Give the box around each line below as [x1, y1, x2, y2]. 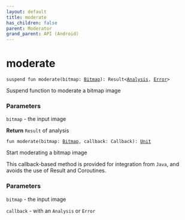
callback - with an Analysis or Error [6, 207, 96, 214]
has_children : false [6, 20, 58, 26]
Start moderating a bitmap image [6, 149, 88, 156]
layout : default [6, 8, 47, 15]
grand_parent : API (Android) [6, 31, 79, 37]
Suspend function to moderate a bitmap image [6, 87, 121, 94]
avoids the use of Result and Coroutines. [6, 167, 107, 174]
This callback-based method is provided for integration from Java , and [6, 161, 180, 168]
